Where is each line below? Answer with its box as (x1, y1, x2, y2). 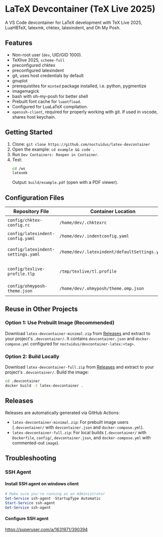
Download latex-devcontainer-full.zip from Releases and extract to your (5, 364, 154, 370)
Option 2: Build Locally (5, 353, 60, 359)
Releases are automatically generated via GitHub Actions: (5, 410, 120, 416)
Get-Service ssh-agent (5, 505, 51, 510)
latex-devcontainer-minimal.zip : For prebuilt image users (12, 419, 129, 425)
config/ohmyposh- (7, 283, 48, 289)
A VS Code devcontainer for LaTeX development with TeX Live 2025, (5, 20, 142, 25)
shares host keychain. (12, 114, 56, 120)
